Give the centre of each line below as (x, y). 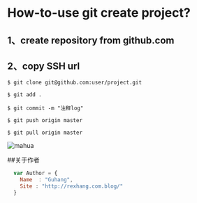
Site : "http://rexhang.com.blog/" (72, 186)
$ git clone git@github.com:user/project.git (74, 83)
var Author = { (36, 173)
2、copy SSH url (44, 66)
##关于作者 (23, 160)
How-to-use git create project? (99, 13)
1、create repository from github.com (91, 40)
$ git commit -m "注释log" (45, 108)
